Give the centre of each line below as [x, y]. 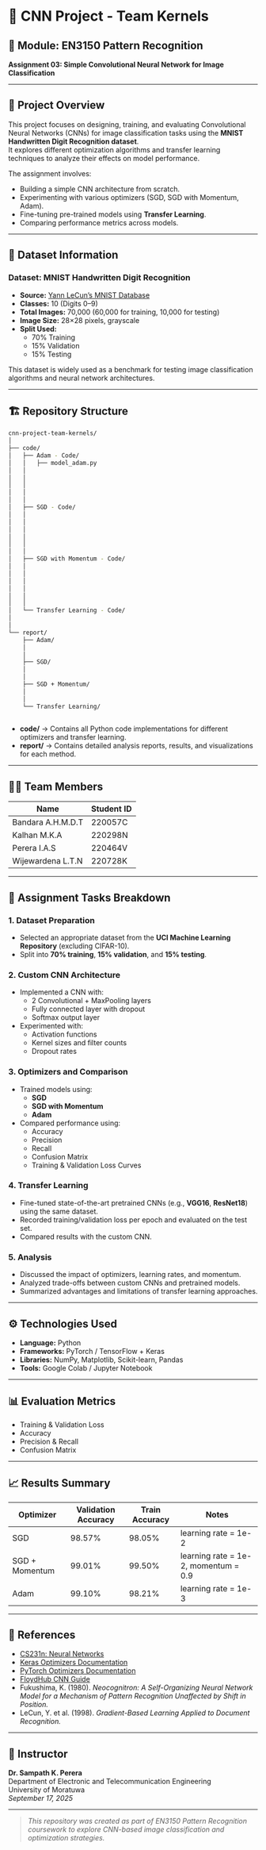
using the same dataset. [59, 1211]
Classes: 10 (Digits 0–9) [59, 303]
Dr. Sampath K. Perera [46, 1773]
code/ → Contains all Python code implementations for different [123, 729]
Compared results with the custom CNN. [85, 1237]
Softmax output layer [66, 1017]
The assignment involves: [50, 173]
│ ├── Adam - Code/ [44, 456]
